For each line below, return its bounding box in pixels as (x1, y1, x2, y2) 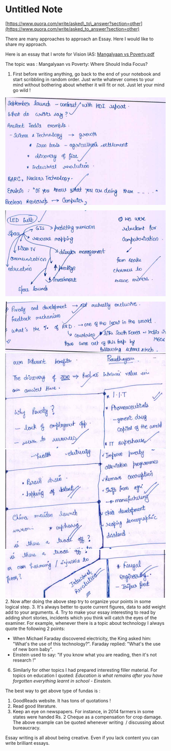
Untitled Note (5, 4, 63, 15)
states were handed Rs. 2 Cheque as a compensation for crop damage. (12, 714, 162, 720)
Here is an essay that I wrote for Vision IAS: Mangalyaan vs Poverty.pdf (5, 51, 155, 57)
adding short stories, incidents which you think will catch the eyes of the (5, 615, 157, 621)
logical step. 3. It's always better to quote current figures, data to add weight (5, 604, 166, 610)
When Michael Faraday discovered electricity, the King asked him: (12, 636, 152, 641)
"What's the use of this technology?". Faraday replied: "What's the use (12, 641, 161, 647)
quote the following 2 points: (5, 625, 65, 632)
